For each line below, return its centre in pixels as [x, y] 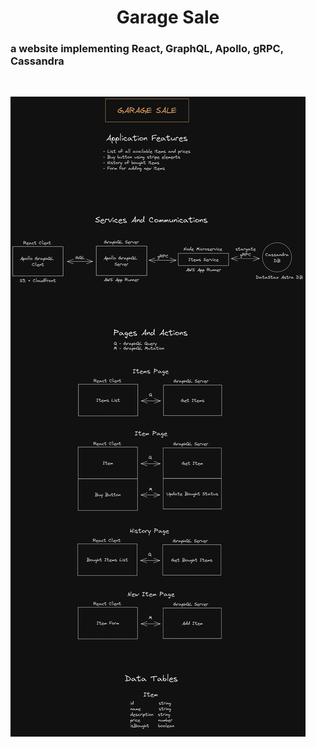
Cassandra [37, 61]
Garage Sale [168, 17]
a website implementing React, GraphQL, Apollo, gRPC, [147, 49]
